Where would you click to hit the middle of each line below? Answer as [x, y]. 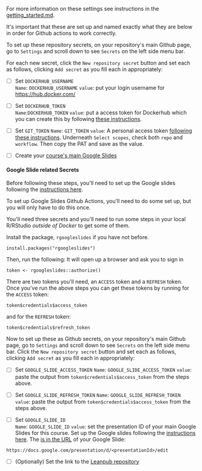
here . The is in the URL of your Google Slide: [70, 439]
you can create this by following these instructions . [78, 119]
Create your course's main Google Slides [66, 155]
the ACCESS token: [28, 295]
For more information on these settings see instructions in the [83, 9]
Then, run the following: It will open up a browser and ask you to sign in [95, 260]
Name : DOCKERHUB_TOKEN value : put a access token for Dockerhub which [101, 113]
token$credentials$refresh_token [48, 328]
